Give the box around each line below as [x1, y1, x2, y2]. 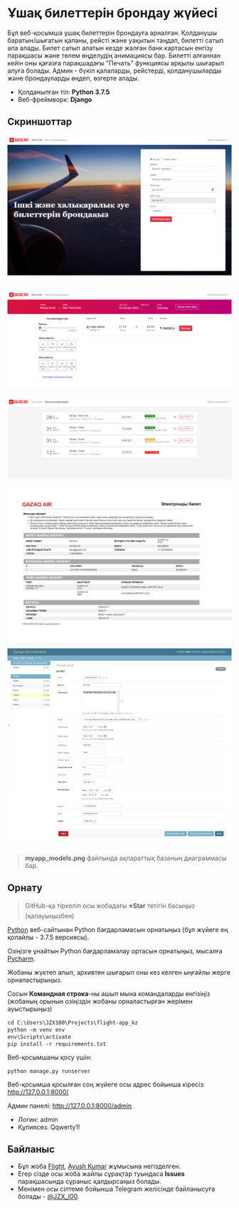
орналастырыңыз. [7, 975, 63, 984]
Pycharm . [7, 954, 36, 963]
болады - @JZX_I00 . [17, 1192, 80, 1201]
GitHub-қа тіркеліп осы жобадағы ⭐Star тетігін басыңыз [24, 901, 195, 910]
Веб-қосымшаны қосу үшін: [7, 1053, 92, 1061]
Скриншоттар [7, 116, 73, 128]
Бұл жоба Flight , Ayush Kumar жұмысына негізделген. [17, 1162, 181, 1171]
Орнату [7, 882, 43, 894]
